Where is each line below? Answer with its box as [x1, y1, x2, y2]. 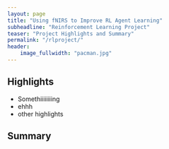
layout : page [7, 10, 46, 18]
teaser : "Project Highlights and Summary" [7, 30, 134, 37]
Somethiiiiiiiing [17, 95, 60, 103]
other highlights [17, 109, 64, 118]
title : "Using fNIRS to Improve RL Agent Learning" [7, 17, 163, 24]
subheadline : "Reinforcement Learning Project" [7, 23, 151, 30]
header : [7, 43, 30, 50]
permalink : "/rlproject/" [7, 37, 83, 44]
